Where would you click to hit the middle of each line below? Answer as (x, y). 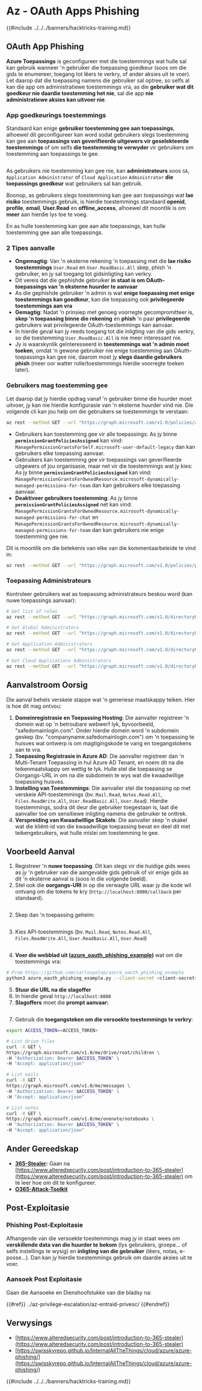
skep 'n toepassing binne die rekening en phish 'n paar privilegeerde (103, 319)
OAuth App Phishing (45, 47)
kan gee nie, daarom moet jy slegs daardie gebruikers (114, 357)
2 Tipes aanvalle (31, 248)
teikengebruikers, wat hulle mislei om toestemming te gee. (87, 832)
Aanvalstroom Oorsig (47, 685)
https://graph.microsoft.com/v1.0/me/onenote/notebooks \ (80, 1119)
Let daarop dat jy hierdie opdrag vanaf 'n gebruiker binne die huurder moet (99, 398)
